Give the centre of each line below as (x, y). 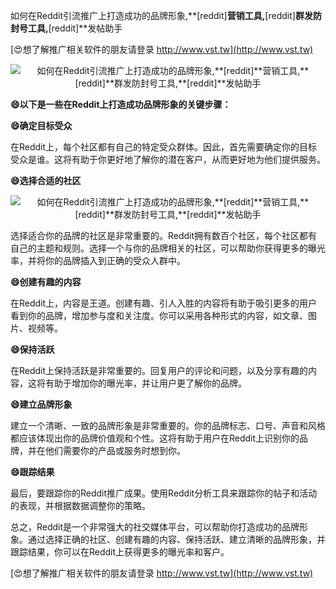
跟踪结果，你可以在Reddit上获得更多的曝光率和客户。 (120, 552)
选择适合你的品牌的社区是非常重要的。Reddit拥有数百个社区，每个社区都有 (164, 235)
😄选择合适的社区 (46, 180)
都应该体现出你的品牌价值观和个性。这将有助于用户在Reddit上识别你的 (155, 438)
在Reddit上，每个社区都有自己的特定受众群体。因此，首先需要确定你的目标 (164, 147)
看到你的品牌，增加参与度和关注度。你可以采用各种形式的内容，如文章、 (159, 315)
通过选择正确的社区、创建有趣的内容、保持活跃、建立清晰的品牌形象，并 (176, 539)
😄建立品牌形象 (41, 404)
